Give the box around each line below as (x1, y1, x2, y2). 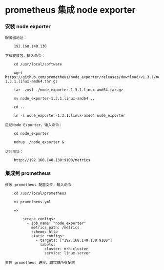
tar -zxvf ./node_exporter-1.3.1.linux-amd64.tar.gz (14, 87, 123, 93)
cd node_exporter (14, 131, 49, 136)
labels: (40, 242, 56, 247)
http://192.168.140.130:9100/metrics (14, 158, 91, 163)
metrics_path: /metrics (31, 225, 80, 230)
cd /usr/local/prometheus (14, 191, 67, 196)
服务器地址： (5, 35, 27, 41)
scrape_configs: (22, 216, 56, 221)
